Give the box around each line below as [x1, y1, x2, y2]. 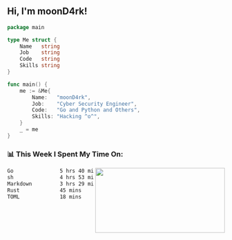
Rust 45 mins [7, 187, 81, 194]
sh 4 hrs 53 [7, 174, 85, 181]
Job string [19, 49, 60, 56]
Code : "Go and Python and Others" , [32, 107, 140, 113]
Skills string [19, 62, 60, 69]
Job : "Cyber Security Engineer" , [32, 100, 137, 107]
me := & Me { [19, 87, 51, 94]
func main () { [7, 81, 48, 88]
